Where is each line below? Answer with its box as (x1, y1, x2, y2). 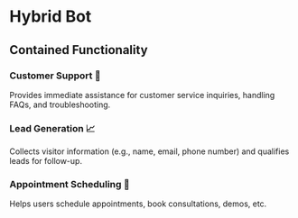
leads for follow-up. (9, 156, 83, 167)
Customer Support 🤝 (9, 69, 101, 82)
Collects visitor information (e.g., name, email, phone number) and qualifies (9, 146, 290, 157)
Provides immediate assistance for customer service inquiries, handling (9, 89, 275, 100)
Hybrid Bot (9, 6, 92, 27)
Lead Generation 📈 (9, 122, 96, 134)
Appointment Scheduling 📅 (9, 178, 130, 191)
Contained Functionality (9, 42, 148, 58)
